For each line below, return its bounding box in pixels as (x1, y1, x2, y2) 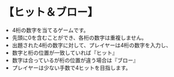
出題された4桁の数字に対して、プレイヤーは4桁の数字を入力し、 (11, 42, 172, 49)
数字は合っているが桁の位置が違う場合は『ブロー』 (11, 57, 139, 64)
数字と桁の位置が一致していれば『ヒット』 (11, 49, 118, 56)
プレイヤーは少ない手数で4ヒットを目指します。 (11, 64, 131, 71)
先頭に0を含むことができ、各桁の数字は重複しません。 (11, 34, 148, 41)
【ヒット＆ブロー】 (3, 5, 99, 19)
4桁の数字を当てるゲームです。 (11, 26, 89, 34)
